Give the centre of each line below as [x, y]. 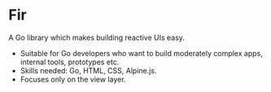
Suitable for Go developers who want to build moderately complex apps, [141, 53]
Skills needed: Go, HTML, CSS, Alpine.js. [88, 70]
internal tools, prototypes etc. [70, 62]
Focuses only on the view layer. [73, 79]
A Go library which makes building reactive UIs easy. [97, 37]
